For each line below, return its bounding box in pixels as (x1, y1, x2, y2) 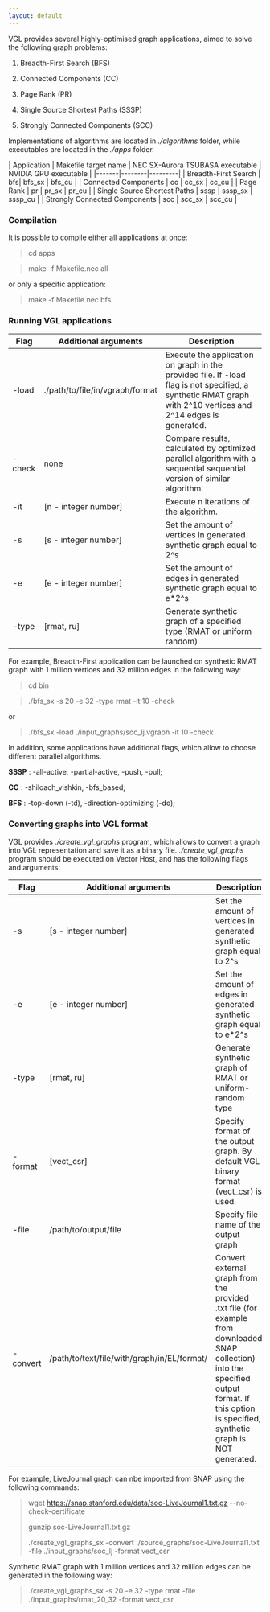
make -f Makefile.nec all (27, 263, 108, 273)
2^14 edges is (165, 409, 219, 421)
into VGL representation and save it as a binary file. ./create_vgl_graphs (8, 845, 244, 855)
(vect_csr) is (215, 1186, 263, 1197)
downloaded (215, 1332, 263, 1343)
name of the (215, 1219, 261, 1230)
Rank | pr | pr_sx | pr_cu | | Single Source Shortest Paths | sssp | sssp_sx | (8, 186, 253, 195)
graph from (215, 1272, 258, 1283)
